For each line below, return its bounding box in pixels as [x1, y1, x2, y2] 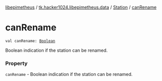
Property [5, 60, 28, 67]
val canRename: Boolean [5, 38, 56, 43]
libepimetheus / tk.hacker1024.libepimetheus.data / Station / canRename [5, 5, 157, 10]
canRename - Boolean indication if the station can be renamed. [5, 71, 133, 77]
